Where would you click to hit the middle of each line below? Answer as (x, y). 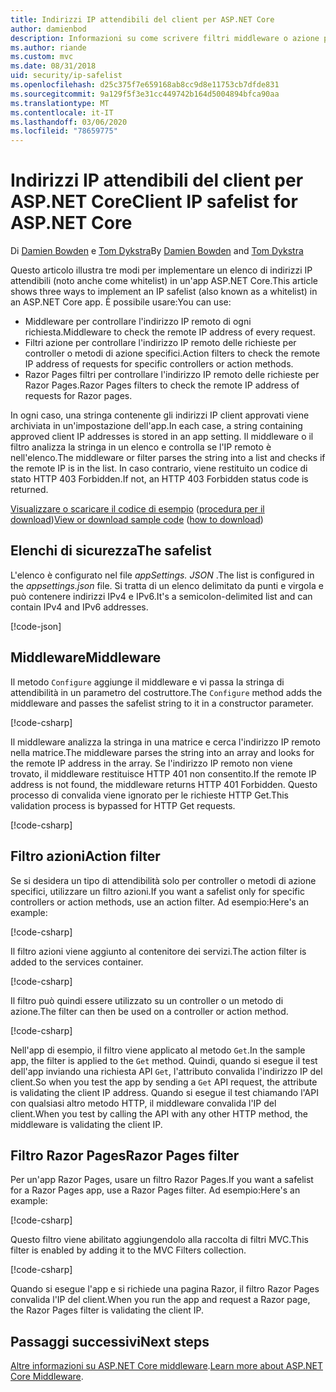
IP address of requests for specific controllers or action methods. (159, 364)
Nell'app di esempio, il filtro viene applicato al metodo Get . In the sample (158, 1050)
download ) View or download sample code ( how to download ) (137, 520)
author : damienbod (48, 29)
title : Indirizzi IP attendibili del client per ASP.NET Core (142, 19)
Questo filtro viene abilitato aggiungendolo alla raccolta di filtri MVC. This (159, 1240)
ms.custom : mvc (42, 57)
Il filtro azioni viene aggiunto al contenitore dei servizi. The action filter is (158, 951)
